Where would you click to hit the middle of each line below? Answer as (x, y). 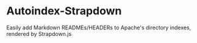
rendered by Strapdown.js (39, 33)
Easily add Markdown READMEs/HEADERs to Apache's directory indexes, (99, 27)
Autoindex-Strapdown (64, 11)
